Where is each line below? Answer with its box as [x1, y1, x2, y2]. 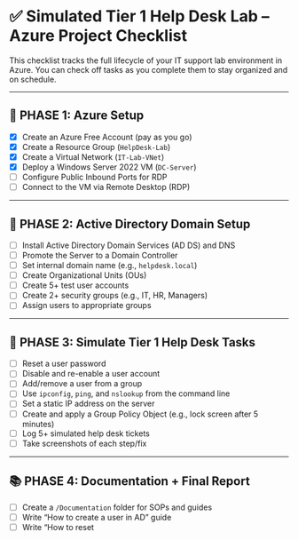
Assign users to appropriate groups [21, 300, 153, 311]
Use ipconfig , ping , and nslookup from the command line [21, 388, 231, 399]
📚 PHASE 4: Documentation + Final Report [9, 473, 250, 489]
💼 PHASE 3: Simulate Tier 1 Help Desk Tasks [9, 335, 255, 350]
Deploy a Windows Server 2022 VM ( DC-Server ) [21, 162, 197, 172]
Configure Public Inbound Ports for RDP [21, 171, 168, 182]
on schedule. [9, 74, 57, 84]
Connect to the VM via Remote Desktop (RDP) [21, 182, 191, 193]
